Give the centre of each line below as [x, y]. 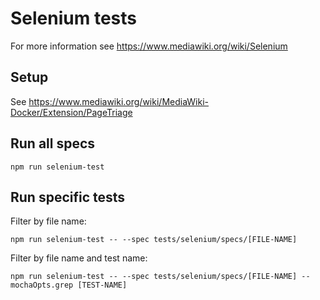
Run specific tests [68, 197]
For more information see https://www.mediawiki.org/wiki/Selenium [149, 46]
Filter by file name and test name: [79, 258]
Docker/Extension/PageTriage [71, 112]
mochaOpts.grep [42, 285]
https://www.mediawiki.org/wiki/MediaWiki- [119, 101]
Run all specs [53, 143]
